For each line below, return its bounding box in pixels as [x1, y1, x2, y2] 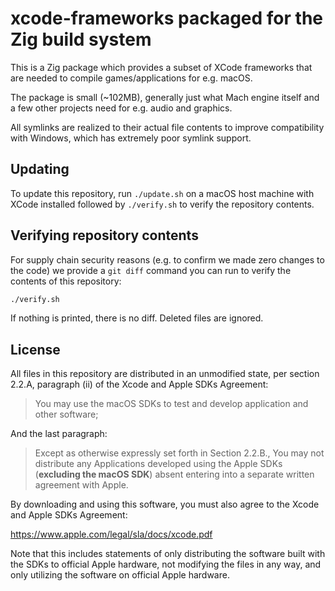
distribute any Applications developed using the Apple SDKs [34, 458, 283, 470]
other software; [34, 408, 99, 421]
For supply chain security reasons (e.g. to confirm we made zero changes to [10, 253, 325, 266]
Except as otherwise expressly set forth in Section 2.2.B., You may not [34, 447, 325, 459]
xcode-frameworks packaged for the [10, 7, 323, 30]
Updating [10, 161, 70, 178]
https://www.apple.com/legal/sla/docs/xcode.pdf [10, 528, 213, 541]
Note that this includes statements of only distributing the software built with [10, 548, 326, 560]
